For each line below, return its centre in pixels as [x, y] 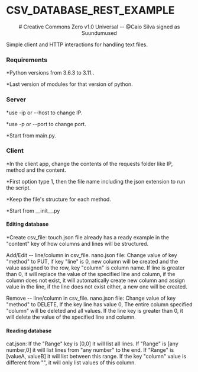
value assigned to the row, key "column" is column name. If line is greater [95, 268]
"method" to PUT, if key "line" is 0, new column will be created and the [92, 262]
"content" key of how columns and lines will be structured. [77, 244]
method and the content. [36, 170]
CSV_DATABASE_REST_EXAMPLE [90, 10]
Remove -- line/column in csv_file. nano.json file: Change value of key [91, 298]
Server [16, 100]
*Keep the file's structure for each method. [59, 199]
